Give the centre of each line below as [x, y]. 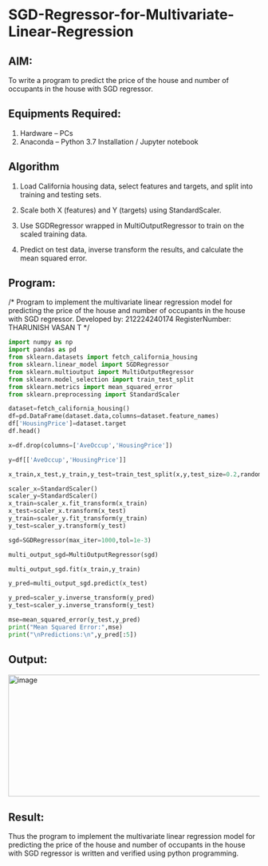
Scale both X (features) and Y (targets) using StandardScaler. [120, 210]
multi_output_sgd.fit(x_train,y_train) [75, 569]
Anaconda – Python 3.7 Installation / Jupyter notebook [109, 141]
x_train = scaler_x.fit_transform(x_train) [78, 504]
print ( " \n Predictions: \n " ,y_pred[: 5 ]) [73, 634]
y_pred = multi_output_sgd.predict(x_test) [78, 584]
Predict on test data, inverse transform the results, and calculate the [131, 249]
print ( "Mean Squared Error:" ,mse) [66, 627]
